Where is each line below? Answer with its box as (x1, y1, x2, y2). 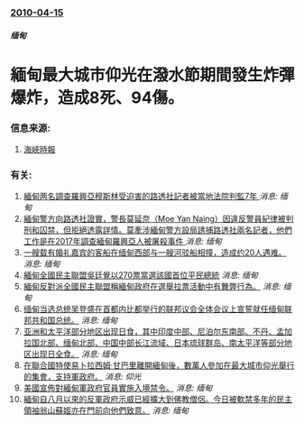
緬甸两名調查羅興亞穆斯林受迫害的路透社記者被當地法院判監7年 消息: (23, 191, 278, 202)
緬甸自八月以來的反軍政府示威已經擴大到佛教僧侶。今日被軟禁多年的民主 (23, 394, 292, 405)
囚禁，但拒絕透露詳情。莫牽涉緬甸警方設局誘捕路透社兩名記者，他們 (39, 225, 292, 235)
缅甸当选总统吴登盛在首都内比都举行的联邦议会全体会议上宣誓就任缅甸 (23, 304, 285, 315)
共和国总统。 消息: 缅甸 (31, 315, 118, 326)
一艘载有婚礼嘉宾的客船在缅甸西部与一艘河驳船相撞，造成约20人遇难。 (23, 247, 287, 258)
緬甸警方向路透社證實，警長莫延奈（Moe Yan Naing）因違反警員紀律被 (23, 214, 287, 225)
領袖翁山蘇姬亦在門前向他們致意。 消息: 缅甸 (23, 405, 189, 416)
